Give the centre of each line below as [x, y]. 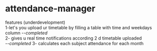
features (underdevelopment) [35, 22]
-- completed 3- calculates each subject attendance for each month [74, 43]
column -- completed [26, 33]
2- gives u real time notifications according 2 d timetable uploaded [74, 38]
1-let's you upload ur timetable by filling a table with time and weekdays [78, 27]
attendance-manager [50, 9]
